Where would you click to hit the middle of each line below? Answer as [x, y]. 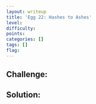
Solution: [23, 95]
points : [16, 34]
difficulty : [21, 28]
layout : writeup [26, 12]
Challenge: [27, 75]
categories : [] [25, 39]
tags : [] [17, 45]
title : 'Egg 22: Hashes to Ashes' [49, 17]
